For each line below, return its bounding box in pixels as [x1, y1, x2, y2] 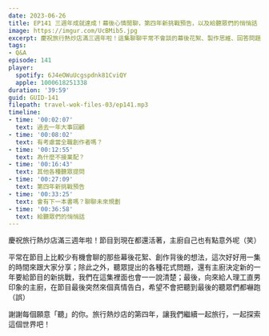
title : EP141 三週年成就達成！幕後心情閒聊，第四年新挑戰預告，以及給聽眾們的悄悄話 [8, 19, 258, 27]
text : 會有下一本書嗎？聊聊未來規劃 [15, 198, 121, 206]
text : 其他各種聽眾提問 [15, 168, 86, 176]
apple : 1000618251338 [15, 78, 88, 86]
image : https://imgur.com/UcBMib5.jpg [8, 26, 138, 34]
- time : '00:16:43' [8, 161, 74, 169]
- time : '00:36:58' [8, 205, 74, 213]
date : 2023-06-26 [8, 11, 66, 20]
